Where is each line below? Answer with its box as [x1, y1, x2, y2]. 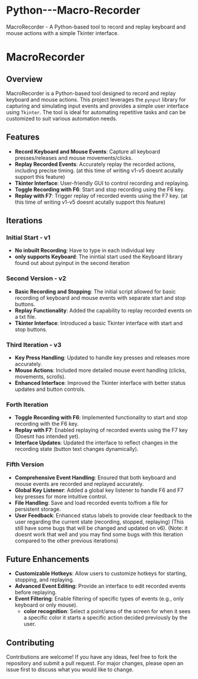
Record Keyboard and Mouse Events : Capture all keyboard [14, 148, 161, 155]
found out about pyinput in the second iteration [14, 260, 130, 267]
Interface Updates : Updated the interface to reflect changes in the [14, 439, 178, 446]
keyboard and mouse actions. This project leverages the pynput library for [6, 96, 187, 103]
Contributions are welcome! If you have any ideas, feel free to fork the [6, 653, 177, 661]
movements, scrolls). [14, 373, 66, 380]
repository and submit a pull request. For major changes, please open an [6, 660, 184, 667]
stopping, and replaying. [14, 576, 74, 583]
